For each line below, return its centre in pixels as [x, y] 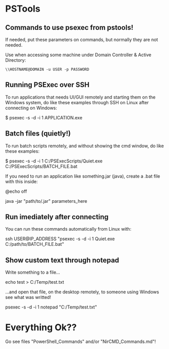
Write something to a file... [33, 272]
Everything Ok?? [41, 328]
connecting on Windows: [31, 108]
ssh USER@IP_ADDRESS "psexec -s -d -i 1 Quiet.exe [60, 239]
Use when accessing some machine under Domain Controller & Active [78, 55]
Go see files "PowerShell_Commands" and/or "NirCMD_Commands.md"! [80, 341]
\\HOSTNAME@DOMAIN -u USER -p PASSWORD [47, 69]
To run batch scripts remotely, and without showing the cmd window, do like [85, 146]
